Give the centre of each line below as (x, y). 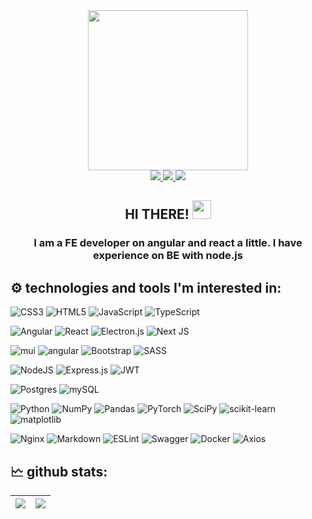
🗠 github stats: (59, 471)
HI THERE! (157, 214)
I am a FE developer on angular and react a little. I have (168, 243)
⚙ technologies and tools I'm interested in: (146, 287)
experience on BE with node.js (168, 256)
